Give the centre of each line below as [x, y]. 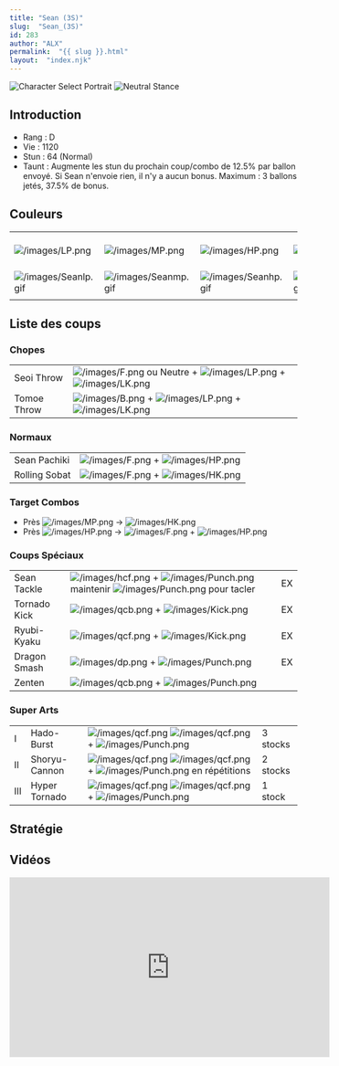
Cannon [48, 770]
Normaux [31, 438]
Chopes [27, 350]
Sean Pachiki [42, 459]
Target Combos [44, 501]
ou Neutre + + [216, 373]
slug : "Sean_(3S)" [47, 26]
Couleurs [37, 214]
